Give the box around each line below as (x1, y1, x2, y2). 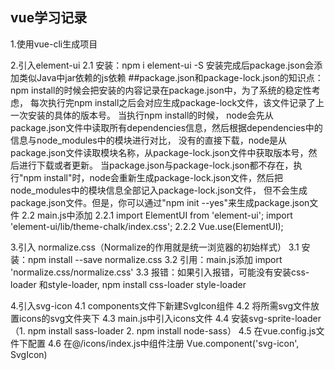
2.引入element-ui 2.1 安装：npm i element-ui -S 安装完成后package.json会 (10, 59, 315, 71)
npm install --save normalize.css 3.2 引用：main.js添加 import (27, 253, 283, 265)
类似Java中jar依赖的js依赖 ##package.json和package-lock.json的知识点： (18, 71, 324, 83)
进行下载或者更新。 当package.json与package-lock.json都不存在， (18, 159, 294, 171)
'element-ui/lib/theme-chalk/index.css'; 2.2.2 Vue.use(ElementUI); (10, 220, 284, 232)
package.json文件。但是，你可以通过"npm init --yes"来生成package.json (10, 196, 310, 208)
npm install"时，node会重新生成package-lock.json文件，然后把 (23, 171, 284, 183)
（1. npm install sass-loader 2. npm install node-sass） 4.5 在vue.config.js (10, 324, 317, 337)
